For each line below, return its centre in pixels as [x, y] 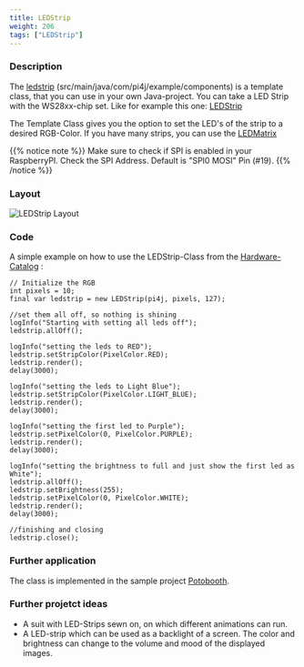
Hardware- [261, 257]
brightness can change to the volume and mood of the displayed [144, 643]
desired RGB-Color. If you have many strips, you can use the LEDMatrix [143, 133]
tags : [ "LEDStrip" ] [46, 35]
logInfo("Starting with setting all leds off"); [103, 323]
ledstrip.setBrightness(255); [67, 490]
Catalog [24, 267]
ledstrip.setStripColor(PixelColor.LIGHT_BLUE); [103, 395]
